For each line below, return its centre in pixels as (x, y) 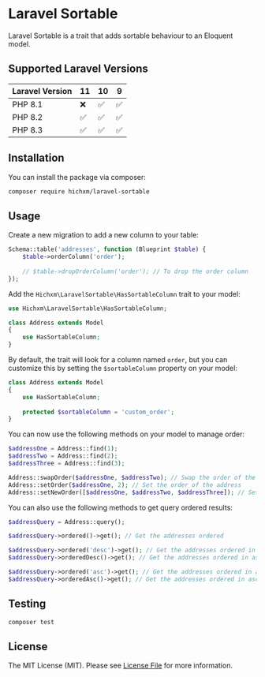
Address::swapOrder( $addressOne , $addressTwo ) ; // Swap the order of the (132, 477)
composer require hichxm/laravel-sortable (79, 191)
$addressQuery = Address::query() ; (67, 522)
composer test (32, 622)
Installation (36, 158)
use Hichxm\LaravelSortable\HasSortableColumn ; (88, 309)
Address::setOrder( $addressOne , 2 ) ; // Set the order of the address (125, 485)
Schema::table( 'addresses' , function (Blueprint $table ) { (107, 249)
